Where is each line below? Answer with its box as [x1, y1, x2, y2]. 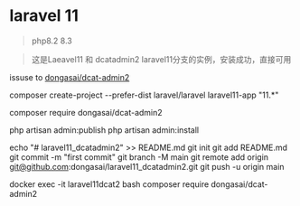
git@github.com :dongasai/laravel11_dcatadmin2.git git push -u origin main [9, 161, 285, 172]
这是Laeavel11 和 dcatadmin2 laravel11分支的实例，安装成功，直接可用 [31, 53, 292, 64]
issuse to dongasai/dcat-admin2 [9, 71, 130, 82]
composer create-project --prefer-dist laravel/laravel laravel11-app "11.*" [9, 89, 279, 100]
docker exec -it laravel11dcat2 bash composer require [9, 178, 210, 190]
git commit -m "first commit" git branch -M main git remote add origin [9, 151, 269, 163]
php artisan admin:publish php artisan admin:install [9, 124, 200, 136]
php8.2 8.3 [31, 35, 72, 46]
